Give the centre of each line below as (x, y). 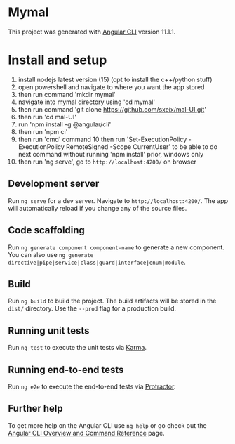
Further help (36, 409)
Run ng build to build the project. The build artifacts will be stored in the (112, 301)
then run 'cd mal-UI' (47, 117)
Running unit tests (49, 331)
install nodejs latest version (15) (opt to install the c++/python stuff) (115, 79)
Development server (54, 184)
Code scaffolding (46, 230)
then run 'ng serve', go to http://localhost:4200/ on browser (107, 162)
